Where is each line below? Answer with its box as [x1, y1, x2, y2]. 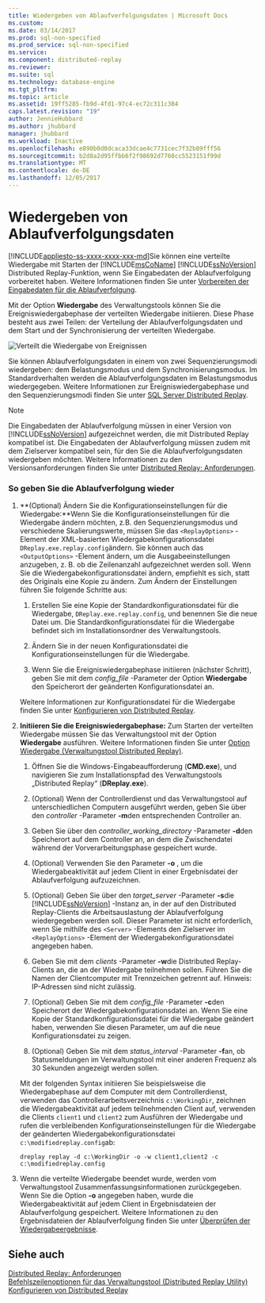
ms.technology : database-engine [8, 78, 115, 86]
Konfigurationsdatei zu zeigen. [31, 1031, 132, 1040]
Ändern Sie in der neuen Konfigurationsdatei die [31, 641, 188, 651]
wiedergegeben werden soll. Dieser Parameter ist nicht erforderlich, [31, 916, 253, 925]
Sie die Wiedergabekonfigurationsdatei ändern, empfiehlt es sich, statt [19, 568, 250, 578]
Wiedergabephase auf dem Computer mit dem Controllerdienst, [19, 1087, 228, 1097]
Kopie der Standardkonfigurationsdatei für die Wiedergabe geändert [31, 1014, 255, 1024]
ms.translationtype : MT [8, 160, 87, 167]
